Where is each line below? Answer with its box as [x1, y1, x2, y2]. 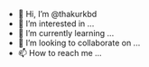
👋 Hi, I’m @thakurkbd [17, 9, 98, 19]
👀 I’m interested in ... [17, 18, 95, 29]
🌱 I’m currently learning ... [17, 28, 115, 38]
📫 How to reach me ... [17, 48, 102, 58]
